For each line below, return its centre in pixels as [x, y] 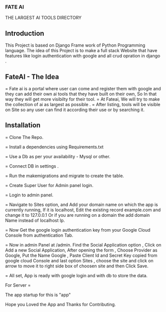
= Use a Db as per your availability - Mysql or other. [58, 156]
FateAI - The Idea [32, 77]
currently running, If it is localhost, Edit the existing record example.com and [83, 210]
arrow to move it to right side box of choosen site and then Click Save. [77, 266]
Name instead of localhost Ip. [35, 220]
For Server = [18, 285]
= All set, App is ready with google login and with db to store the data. [76, 275]
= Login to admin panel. [29, 195]
